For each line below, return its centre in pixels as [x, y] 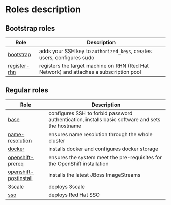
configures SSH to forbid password [90, 113]
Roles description [43, 9]
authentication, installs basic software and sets [104, 119]
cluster [56, 140]
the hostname [65, 126]
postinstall [20, 178]
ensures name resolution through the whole [100, 134]
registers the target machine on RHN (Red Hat [94, 66]
